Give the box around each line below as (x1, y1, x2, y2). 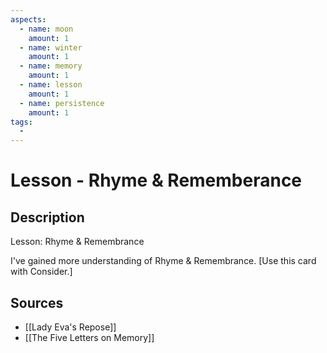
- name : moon (19, 24, 74, 34)
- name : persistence (19, 98, 105, 108)
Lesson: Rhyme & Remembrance (10, 236, 145, 248)
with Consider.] (10, 266, 73, 278)
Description (10, 209, 85, 226)
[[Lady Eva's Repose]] (24, 321, 117, 333)
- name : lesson (19, 80, 83, 90)
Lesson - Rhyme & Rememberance (10, 169, 303, 192)
